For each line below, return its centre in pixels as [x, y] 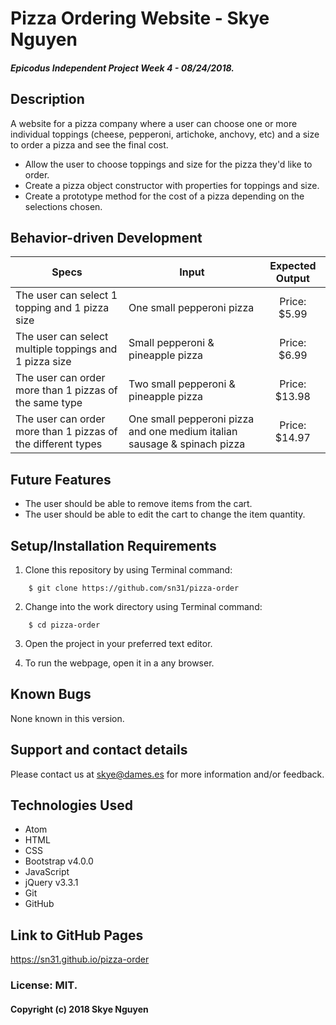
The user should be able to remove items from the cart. [138, 504]
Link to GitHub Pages [77, 935]
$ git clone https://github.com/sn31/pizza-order [134, 588]
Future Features [61, 479]
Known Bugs [51, 694]
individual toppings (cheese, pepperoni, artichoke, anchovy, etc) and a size [165, 134]
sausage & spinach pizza [187, 444]
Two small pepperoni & [182, 384]
